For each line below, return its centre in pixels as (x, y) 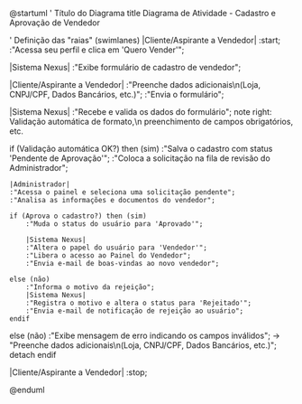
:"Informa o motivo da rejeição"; (90, 287)
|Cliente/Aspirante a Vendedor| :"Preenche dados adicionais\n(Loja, (135, 85)
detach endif (33, 355)
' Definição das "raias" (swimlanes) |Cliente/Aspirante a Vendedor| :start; (145, 40)
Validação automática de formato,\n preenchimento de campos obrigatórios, (151, 122)
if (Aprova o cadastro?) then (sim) (78, 216)
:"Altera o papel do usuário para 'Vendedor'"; (116, 248)
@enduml (27, 390)
